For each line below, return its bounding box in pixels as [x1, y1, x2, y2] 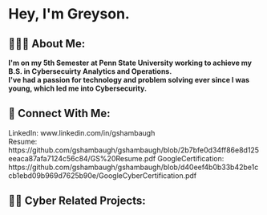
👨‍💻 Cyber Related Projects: [8, 194, 146, 208]
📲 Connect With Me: [8, 107, 111, 120]
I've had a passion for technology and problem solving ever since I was [8, 75, 250, 84]
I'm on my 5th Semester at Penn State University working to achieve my [8, 58, 253, 67]
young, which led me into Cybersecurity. [8, 83, 147, 93]
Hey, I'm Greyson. [8, 5, 130, 23]
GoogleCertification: [157, 153, 225, 163]
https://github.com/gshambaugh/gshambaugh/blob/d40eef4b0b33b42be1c [8, 162, 259, 172]
